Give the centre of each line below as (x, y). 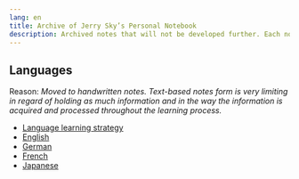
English (36, 137)
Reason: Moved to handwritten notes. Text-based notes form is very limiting (149, 92)
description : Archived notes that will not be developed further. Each (145, 34)
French (35, 156)
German (37, 147)
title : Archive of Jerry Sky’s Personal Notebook (103, 26)
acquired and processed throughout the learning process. (116, 110)
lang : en (25, 17)
